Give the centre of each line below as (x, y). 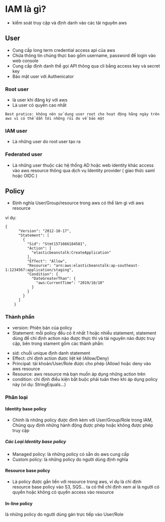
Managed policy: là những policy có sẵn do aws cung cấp (71, 454)
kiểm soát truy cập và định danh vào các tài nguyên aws (69, 23)
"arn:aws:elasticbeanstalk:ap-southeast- (97, 266)
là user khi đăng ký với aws (40, 100)
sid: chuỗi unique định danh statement (51, 353)
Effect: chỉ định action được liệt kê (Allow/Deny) (61, 358)
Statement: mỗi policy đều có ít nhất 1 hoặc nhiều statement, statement (84, 333)
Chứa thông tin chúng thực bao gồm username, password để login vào (84, 55)
